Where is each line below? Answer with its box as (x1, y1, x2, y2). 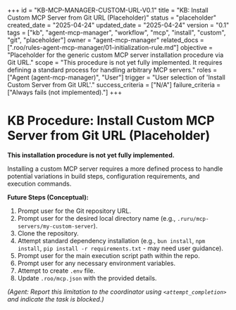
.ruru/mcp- (177, 215, 209, 222)
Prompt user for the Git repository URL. (17, 207, 132, 215)
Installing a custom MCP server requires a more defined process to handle (7, 164, 223, 173)
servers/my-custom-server (17, 223, 94, 230)
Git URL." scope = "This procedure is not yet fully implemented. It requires (7, 58, 223, 66)
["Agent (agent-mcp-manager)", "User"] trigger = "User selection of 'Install (7, 73, 225, 82)
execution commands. (7, 179, 72, 188)
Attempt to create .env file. (17, 266, 95, 275)
